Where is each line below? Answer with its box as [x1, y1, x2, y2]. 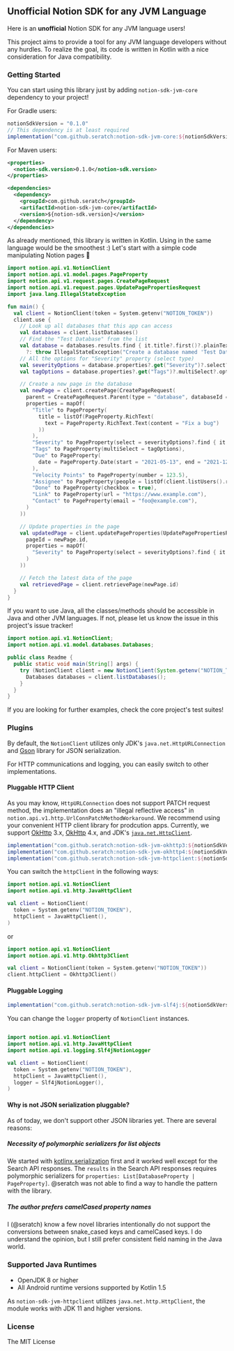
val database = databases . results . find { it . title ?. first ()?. [19, 342, 204, 350]
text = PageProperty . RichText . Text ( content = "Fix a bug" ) [44, 419, 219, 426]
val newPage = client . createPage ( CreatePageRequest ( [19, 387, 176, 394]
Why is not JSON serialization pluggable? [7, 1100, 130, 1109]
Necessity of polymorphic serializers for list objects [7, 1140, 162, 1148]
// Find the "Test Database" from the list [19, 336, 148, 343]
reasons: [7, 1124, 33, 1132]
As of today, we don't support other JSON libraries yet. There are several [7, 1116, 217, 1124]
